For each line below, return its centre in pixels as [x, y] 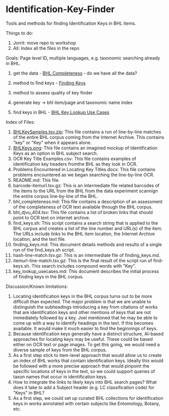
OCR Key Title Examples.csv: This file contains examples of [74, 159]
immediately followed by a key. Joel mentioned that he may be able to [85, 318]
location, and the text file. [39, 239]
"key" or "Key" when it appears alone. [52, 142]
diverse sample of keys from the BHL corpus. [60, 350]
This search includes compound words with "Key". [84, 266]
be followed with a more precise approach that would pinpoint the [81, 366]
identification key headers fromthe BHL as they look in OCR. [75, 164]
